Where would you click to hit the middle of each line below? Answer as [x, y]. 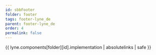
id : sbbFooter [20, 10]
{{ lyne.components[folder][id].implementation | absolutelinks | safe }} [78, 47]
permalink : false [23, 33]
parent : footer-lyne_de [30, 24]
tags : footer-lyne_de [28, 19]
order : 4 [14, 28]
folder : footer [21, 14]
